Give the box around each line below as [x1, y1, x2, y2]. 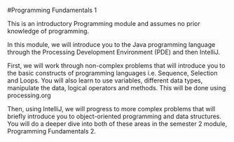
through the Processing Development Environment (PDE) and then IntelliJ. [7, 48, 221, 56]
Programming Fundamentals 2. [7, 127, 97, 135]
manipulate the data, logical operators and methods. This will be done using [7, 84, 226, 92]
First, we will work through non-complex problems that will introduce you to [7, 62, 226, 69]
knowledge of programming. [7, 27, 90, 35]
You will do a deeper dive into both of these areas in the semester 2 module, [7, 120, 228, 128]
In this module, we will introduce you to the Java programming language [7, 41, 216, 48]
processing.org [7, 91, 51, 99]
